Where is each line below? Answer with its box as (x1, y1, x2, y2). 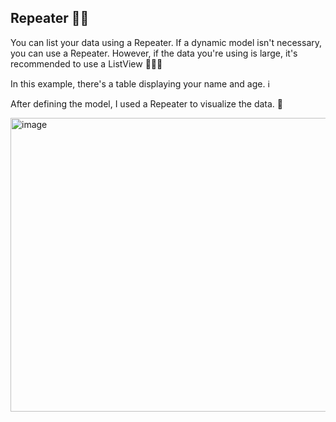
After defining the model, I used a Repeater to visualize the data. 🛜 (10, 97, 284, 110)
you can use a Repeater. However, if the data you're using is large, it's (10, 47, 298, 59)
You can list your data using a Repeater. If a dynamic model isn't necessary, (10, 36, 323, 48)
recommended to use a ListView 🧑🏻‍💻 (10, 57, 163, 70)
